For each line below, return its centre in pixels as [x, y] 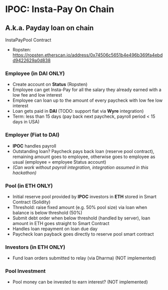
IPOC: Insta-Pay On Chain [60, 9]
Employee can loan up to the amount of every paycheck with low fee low [88, 100]
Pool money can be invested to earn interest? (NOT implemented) [80, 282]
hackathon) [24, 173]
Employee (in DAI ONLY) [35, 73]
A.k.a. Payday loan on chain [49, 28]
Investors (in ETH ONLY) [35, 247]
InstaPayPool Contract [28, 40]
